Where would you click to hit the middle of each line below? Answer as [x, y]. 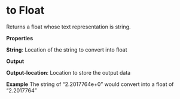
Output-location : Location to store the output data [68, 72]
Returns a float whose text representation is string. [68, 27]
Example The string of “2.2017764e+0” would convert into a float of [90, 84]
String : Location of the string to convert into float [67, 49]
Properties [20, 38]
